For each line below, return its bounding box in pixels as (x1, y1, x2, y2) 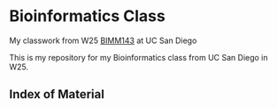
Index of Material (9, 87, 104, 102)
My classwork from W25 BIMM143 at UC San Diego (9, 35, 197, 46)
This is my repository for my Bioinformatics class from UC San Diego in (9, 52, 268, 62)
